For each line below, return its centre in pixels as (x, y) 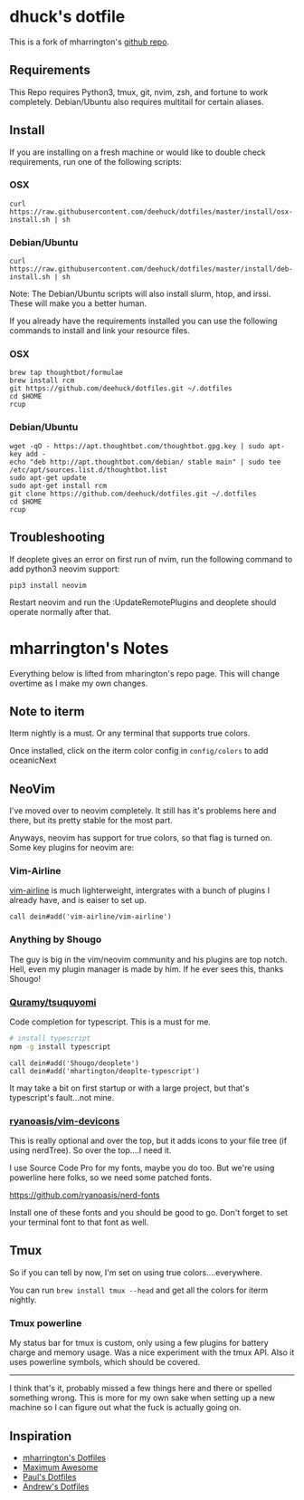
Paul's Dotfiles (49, 1476)
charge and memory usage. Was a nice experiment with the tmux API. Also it (152, 1352)
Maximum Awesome (60, 1467)
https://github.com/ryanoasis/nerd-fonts (85, 1195)
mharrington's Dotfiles (64, 1457)
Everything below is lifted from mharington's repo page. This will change (145, 673)
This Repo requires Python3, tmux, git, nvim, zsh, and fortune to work (139, 91)
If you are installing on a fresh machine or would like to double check (138, 152)
